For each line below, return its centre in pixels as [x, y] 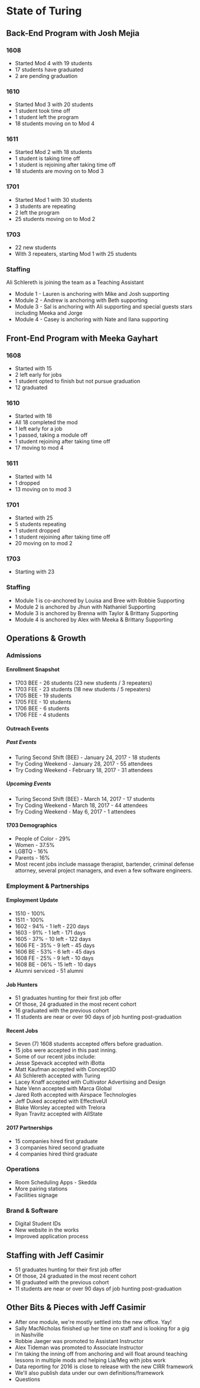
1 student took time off [43, 111]
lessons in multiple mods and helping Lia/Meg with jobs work [90, 1360]
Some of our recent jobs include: [55, 1057]
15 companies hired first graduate [56, 1141]
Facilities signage [36, 1195]
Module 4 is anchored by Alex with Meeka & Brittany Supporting [94, 619]
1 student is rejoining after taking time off [65, 165]
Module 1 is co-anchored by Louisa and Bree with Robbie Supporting [99, 600]
